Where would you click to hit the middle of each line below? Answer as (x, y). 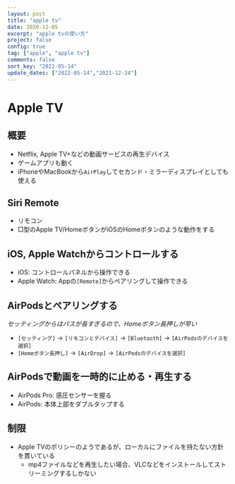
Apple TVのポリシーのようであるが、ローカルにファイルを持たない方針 (121, 447)
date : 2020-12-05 (33, 27)
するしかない (78, 473)
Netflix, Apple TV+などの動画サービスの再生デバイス (94, 154)
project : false (30, 40)
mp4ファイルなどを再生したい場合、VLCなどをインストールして (121, 464)
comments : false (31, 60)
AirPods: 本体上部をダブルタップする (71, 404)
